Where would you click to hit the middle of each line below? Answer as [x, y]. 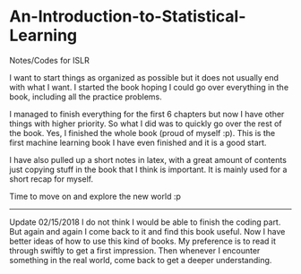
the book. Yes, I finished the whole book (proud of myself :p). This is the [142, 133]
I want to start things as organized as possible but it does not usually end [144, 77]
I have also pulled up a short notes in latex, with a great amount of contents [148, 159]
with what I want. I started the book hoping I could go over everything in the [149, 87]
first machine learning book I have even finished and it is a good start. [138, 142]
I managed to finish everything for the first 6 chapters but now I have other [147, 114]
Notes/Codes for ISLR [49, 60]
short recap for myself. [52, 179]
